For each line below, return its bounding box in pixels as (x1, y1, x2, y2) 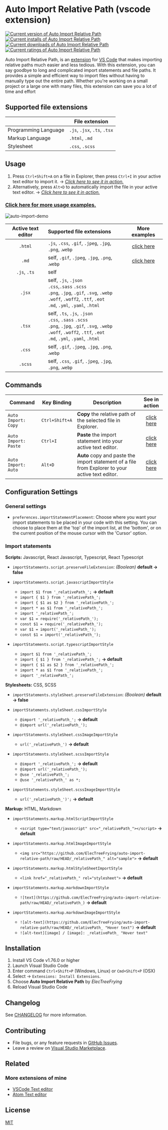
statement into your (77, 438, 123, 445)
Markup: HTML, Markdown (5, 805, 61, 811)
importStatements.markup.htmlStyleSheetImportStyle (12, 866, 122, 871)
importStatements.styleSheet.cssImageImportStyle (12, 732, 118, 737)
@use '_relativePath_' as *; (19, 777, 81, 782)
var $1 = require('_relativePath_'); (19, 616, 99, 621)
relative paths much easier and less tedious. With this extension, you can (5, 62, 155, 68)
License (5, 1106, 30, 1114)
